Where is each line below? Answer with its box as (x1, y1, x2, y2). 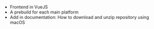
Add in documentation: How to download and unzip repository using (9, 14, 150, 20)
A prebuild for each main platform (9, 9, 79, 15)
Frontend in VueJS (9, 4, 48, 10)
